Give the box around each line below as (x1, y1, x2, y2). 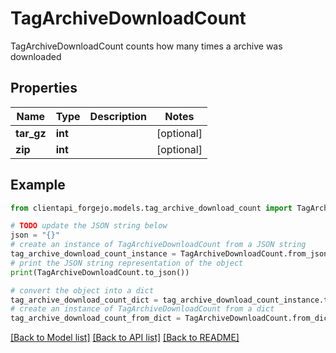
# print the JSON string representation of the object (10, 258, 244, 268)
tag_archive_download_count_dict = (10, 295, 159, 305)
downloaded (10, 50, 62, 62)
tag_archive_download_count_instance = (10, 249, 177, 259)
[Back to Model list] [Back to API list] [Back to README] (10, 332, 240, 344)
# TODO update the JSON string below (10, 221, 168, 231)
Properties (10, 80, 78, 97)
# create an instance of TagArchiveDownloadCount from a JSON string (10, 240, 307, 250)
